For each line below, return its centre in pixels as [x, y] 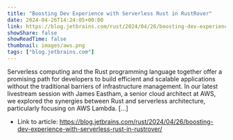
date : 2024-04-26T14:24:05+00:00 [55, 20]
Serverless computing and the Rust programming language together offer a [115, 71]
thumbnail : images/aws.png [46, 46]
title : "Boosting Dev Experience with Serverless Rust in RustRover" [110, 13]
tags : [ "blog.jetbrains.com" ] [51, 52]
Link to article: [37, 121]
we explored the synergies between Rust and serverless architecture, [106, 101]
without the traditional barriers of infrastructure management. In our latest [113, 86]
